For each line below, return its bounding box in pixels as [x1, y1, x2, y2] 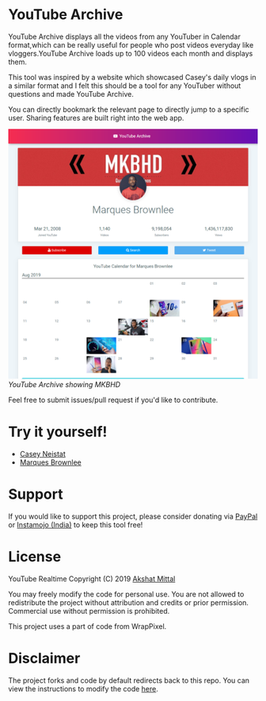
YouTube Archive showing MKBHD [8, 379, 121, 389]
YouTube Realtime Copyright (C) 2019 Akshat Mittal [8, 573, 176, 584]
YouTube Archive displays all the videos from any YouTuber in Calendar [8, 32, 241, 41]
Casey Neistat [19, 449, 66, 458]
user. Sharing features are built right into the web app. [8, 113, 184, 122]
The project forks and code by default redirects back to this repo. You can [8, 676, 250, 685]
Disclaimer [8, 649, 81, 667]
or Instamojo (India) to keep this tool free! [8, 519, 143, 529]
